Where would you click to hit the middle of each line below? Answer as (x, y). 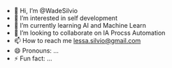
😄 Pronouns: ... (36, 51)
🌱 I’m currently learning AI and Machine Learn (80, 25)
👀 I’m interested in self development (65, 18)
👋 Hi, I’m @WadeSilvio (46, 11)
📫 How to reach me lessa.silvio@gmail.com (77, 41)
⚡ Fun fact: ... (33, 58)
